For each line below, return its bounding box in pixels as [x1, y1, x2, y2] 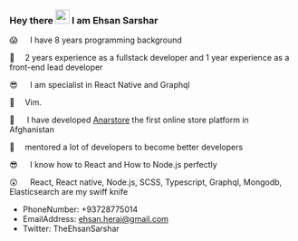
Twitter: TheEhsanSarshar [22, 223, 120, 235]
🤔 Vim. [9, 97, 43, 108]
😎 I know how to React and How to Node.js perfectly [9, 159, 217, 170]
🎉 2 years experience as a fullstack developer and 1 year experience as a [9, 53, 290, 63]
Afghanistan [9, 124, 54, 135]
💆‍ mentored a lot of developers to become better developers [9, 141, 244, 153]
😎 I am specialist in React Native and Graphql [9, 80, 190, 91]
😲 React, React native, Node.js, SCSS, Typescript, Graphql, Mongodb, [9, 177, 283, 188]
